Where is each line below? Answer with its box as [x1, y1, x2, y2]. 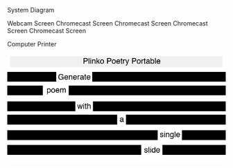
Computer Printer [7, 40, 57, 48]
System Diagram [7, 6, 55, 14]
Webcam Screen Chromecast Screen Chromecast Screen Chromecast [7, 19, 208, 27]
